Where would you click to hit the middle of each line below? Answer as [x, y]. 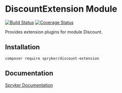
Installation [22, 47]
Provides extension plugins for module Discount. [54, 32]
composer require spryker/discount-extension [52, 58]
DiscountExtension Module [61, 9]
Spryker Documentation [29, 85]
